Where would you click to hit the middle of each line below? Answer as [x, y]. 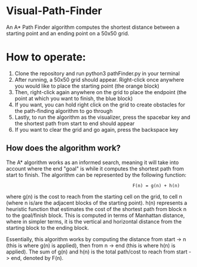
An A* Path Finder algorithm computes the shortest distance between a [93, 27]
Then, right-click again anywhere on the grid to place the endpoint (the [101, 92]
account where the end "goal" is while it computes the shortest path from [95, 168]
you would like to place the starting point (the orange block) [87, 86]
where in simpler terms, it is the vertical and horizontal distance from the [94, 221]
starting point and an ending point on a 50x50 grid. [68, 33]
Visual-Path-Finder [54, 11]
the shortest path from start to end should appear [75, 123]
